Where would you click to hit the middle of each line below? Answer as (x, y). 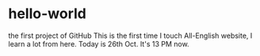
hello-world (48, 14)
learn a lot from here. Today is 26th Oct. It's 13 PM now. (99, 43)
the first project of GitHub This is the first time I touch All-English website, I (130, 35)
